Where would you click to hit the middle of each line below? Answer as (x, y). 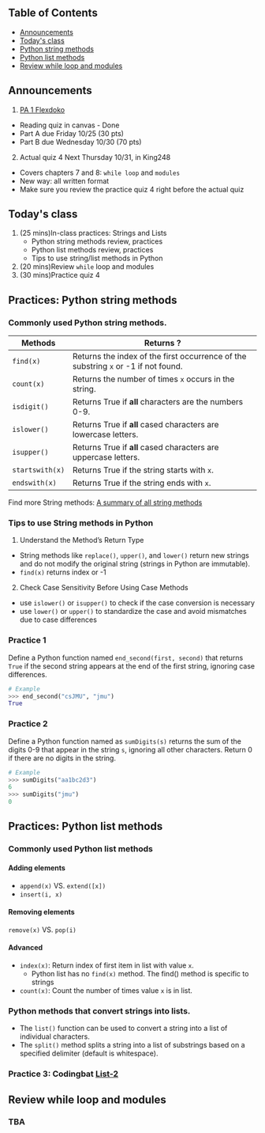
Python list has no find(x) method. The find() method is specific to (140, 973)
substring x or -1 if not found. (127, 366)
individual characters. (55, 1036)
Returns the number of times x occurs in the (153, 379)
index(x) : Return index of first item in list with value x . (107, 965)
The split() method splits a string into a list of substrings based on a (132, 1045)
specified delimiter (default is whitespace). (89, 1053)
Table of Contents (53, 13)
